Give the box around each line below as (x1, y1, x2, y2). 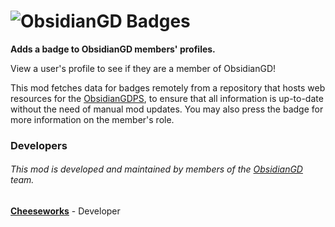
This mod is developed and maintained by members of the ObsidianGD (10, 163, 303, 175)
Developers (10, 138, 68, 152)
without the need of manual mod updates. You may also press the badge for (10, 103, 324, 115)
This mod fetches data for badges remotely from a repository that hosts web (10, 81, 326, 94)
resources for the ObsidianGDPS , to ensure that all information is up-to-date (10, 92, 324, 104)
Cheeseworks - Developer (10, 205, 121, 217)
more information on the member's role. (10, 113, 175, 125)
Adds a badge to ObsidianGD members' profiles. (10, 43, 216, 55)
